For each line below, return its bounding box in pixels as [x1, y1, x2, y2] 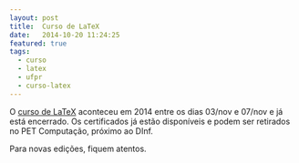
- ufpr [17, 73, 43, 82]
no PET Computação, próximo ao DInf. [9, 125, 153, 137]
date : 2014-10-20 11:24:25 [9, 30, 120, 39]
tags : [9, 47, 30, 56]
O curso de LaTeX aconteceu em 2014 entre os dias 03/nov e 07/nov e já [9, 106, 284, 117]
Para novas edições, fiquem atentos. [9, 143, 148, 154]
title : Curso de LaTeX [9, 22, 100, 31]
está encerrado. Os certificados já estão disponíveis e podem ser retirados [9, 116, 291, 127]
